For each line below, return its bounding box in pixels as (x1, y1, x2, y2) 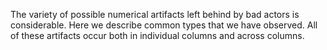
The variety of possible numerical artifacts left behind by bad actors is (10, 9, 300, 20)
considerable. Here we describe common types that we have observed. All (10, 19, 318, 31)
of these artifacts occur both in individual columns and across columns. (10, 30, 305, 41)
